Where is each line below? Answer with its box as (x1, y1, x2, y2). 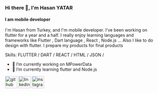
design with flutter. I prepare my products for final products (5, 43, 124, 48)
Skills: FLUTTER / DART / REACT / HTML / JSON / (5, 52, 104, 58)
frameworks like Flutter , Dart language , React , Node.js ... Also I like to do (5, 37, 154, 43)
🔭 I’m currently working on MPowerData (12, 62, 92, 67)
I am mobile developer (5, 16, 51, 22)
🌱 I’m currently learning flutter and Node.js (12, 66, 97, 72)
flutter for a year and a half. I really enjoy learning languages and (5, 32, 134, 38)
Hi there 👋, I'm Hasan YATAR (5, 4, 73, 11)
